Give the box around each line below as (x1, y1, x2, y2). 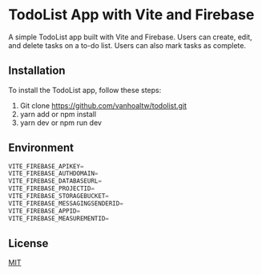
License (8, 237, 49, 250)
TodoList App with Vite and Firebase (8, 6, 255, 24)
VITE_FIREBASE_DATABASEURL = (8, 177, 103, 185)
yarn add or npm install (19, 109, 97, 119)
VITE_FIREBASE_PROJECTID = (8, 184, 95, 193)
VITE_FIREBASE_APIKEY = (8, 162, 84, 170)
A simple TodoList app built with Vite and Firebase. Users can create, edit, (8, 32, 252, 42)
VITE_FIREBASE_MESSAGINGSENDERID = (8, 199, 124, 208)
